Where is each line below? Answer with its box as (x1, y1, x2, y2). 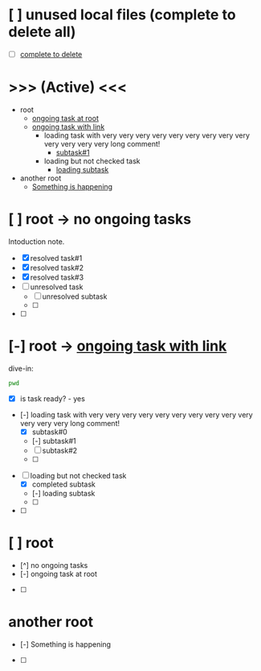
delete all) (8, 23, 76, 41)
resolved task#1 (30, 253, 83, 263)
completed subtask (31, 479, 96, 489)
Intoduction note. (8, 236, 65, 246)
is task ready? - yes (19, 393, 86, 404)
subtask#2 (42, 445, 78, 455)
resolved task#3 (30, 272, 84, 282)
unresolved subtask (42, 292, 108, 301)
